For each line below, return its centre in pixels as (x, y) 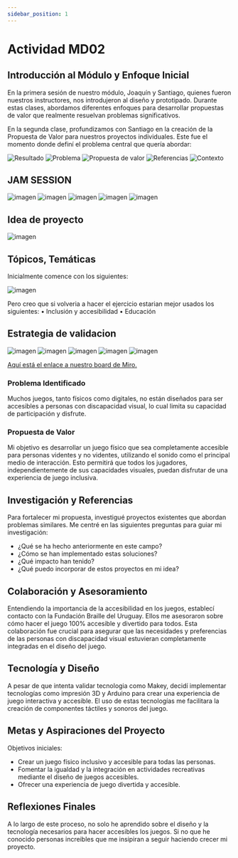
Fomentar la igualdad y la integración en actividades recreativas (111, 769)
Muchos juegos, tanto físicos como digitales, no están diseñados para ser (115, 398)
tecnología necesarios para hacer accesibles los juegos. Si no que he (109, 831)
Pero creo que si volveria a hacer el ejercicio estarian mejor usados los (111, 304)
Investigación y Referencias (70, 500)
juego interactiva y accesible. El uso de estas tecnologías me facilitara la (113, 701)
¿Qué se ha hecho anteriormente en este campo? (90, 546)
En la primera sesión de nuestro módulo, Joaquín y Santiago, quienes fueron (119, 92)
